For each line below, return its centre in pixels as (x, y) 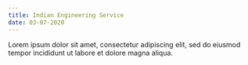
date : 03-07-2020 (36, 22)
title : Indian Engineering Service (66, 15)
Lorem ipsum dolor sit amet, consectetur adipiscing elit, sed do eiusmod (124, 44)
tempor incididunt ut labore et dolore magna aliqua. (91, 53)
